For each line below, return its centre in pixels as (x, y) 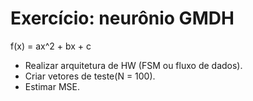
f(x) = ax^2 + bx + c (51, 46)
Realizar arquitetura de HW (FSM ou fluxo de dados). (133, 65)
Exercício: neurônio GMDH (122, 18)
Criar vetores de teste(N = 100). (90, 76)
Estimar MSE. (52, 86)
